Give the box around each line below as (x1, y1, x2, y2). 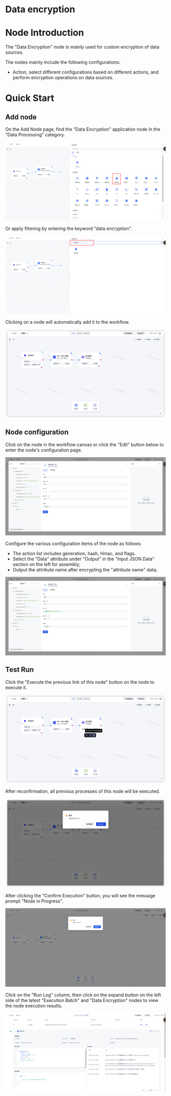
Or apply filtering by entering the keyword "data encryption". (5, 225, 132, 231)
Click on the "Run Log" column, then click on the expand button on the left (5, 992, 161, 998)
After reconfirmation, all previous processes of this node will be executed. (5, 788, 160, 795)
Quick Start (5, 92, 54, 104)
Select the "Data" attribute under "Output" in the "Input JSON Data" (12, 556, 155, 562)
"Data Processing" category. (5, 132, 65, 138)
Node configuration (5, 428, 69, 437)
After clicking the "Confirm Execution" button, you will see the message (5, 893, 156, 899)
